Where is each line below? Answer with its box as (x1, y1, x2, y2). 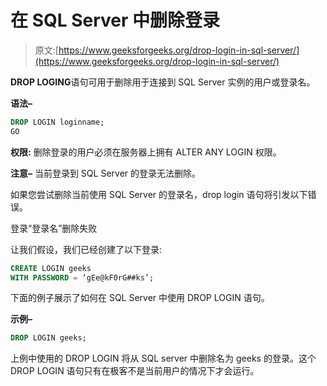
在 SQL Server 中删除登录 (10, 9, 221, 32)
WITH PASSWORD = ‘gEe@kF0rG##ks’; (10, 272, 155, 283)
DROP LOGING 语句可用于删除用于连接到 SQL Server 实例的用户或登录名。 (10, 76, 316, 88)
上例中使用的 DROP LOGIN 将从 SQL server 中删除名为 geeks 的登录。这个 (10, 352, 317, 365)
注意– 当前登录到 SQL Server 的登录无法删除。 (10, 167, 202, 179)
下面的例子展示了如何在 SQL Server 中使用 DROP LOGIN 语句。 (10, 292, 270, 304)
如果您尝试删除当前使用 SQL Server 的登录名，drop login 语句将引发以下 (10, 188, 308, 200)
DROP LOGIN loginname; (10, 117, 105, 127)
